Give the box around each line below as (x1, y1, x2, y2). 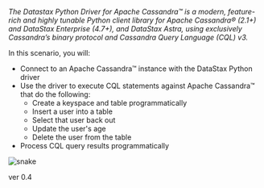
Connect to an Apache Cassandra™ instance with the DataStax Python (19, 64, 253, 73)
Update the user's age (31, 124, 106, 133)
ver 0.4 (8, 173, 32, 182)
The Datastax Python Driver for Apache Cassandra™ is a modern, (8, 7, 227, 16)
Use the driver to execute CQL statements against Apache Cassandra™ (19, 81, 255, 90)
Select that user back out (31, 115, 116, 124)
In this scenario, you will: (8, 48, 91, 57)
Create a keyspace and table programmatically (31, 98, 188, 107)
